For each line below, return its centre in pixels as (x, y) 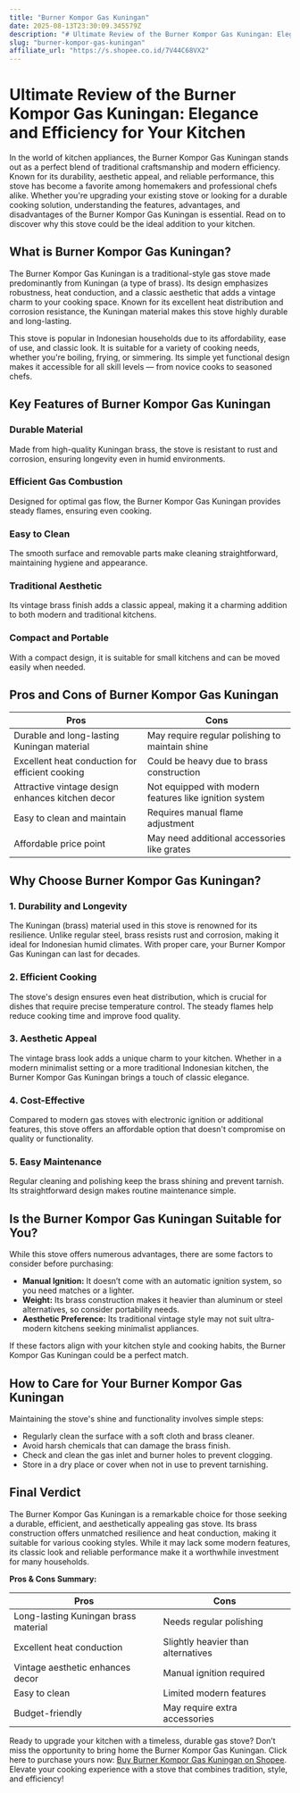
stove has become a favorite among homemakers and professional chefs (143, 186)
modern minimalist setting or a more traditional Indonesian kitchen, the (139, 1067)
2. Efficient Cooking (53, 977)
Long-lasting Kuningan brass (75, 1615)
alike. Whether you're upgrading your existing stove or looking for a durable (148, 196)
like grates (169, 849)
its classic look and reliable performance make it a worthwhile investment (144, 1552)
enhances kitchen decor (65, 797)
